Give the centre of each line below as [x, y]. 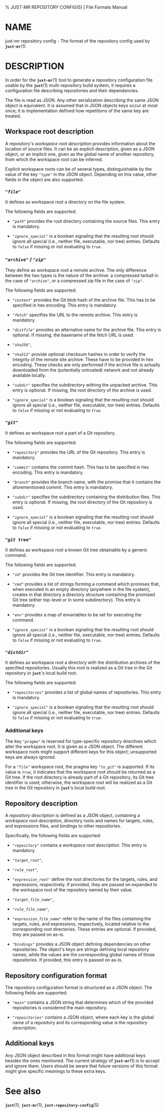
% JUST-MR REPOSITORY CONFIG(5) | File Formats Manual [66, 7]
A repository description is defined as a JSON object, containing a [73, 815]
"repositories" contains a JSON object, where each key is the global [83, 1017]
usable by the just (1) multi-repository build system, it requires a [70, 85]
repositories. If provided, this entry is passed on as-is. [67, 960]
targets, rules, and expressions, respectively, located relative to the [81, 924]
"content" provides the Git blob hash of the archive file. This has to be [84, 300]
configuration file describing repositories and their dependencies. [72, 90]
